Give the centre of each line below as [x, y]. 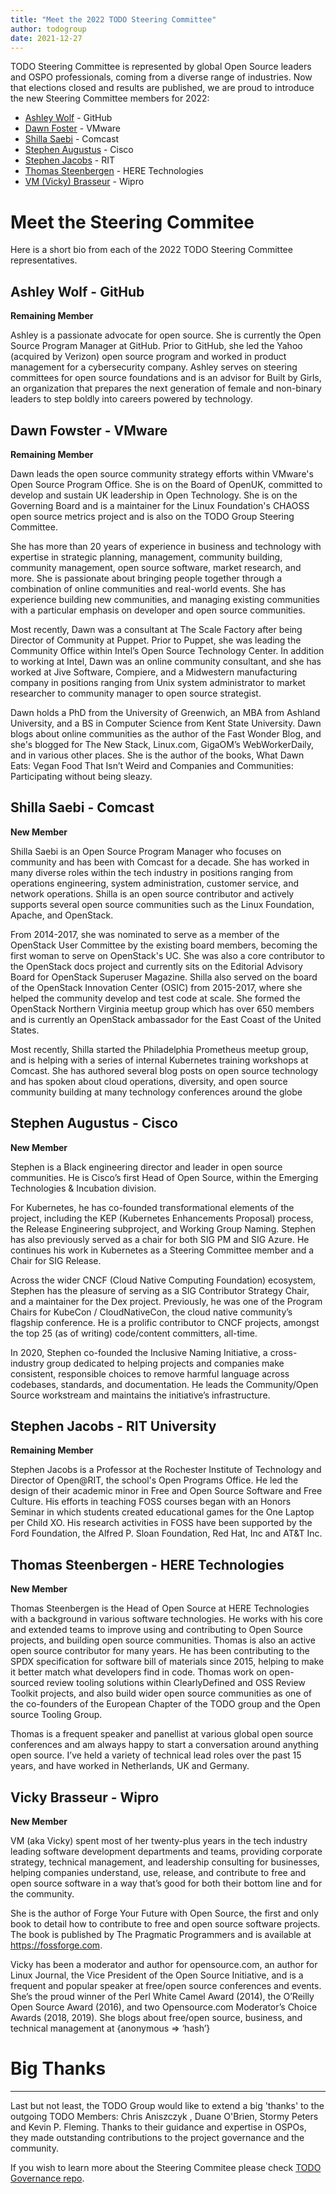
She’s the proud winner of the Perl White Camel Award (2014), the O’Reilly [162, 1996]
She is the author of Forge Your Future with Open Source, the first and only [164, 1913]
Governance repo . [47, 2178]
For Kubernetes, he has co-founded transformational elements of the [152, 1207]
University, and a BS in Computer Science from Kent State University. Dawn [166, 723]
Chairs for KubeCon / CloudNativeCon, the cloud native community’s [151, 1312]
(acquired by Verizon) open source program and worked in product [148, 357]
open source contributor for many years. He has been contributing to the [160, 1651]
